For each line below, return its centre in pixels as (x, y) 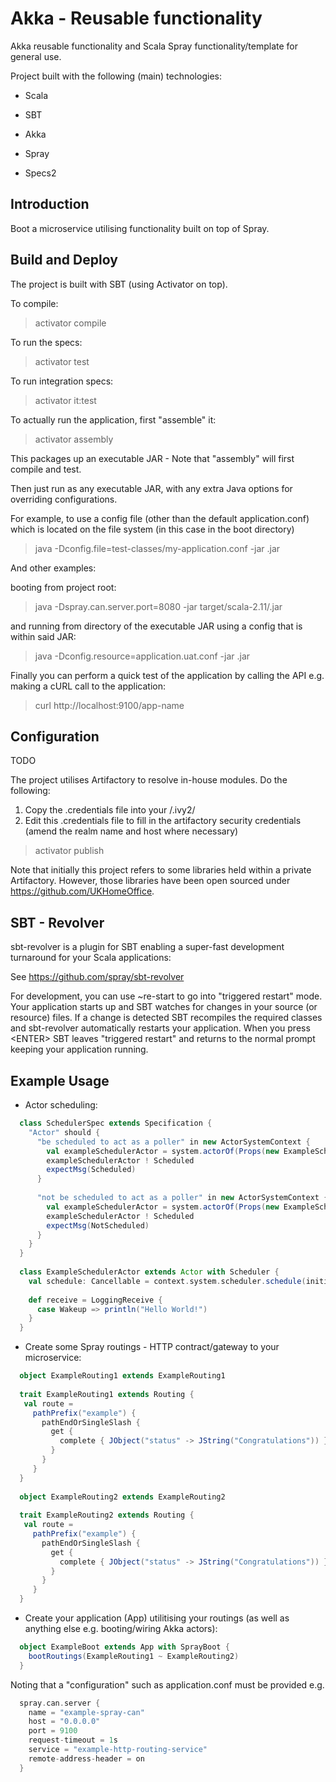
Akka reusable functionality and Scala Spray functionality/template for (154, 46)
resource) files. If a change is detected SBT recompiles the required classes (166, 1018)
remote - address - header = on (86, 1758)
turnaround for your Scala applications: (91, 958)
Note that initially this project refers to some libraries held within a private (161, 870)
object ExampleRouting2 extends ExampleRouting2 (122, 1497)
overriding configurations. (64, 499)
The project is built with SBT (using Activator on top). (119, 284)
